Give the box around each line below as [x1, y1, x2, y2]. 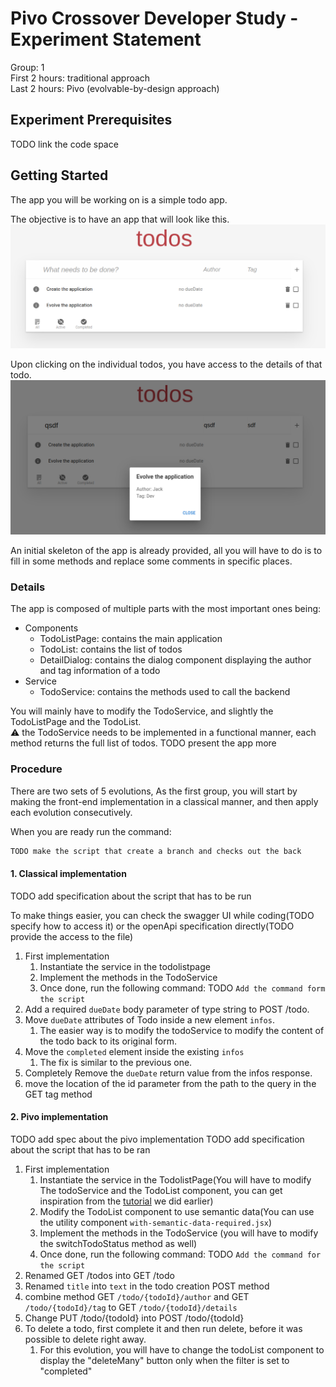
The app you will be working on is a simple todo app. [10, 193, 228, 206]
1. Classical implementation [10, 868, 127, 880]
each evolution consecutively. [10, 806, 133, 818]
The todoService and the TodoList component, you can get [39, 1184, 283, 1196]
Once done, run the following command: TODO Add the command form [39, 982, 326, 994]
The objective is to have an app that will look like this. [10, 213, 230, 225]
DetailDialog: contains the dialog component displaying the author [39, 654, 312, 666]
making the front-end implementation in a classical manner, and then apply [10, 795, 319, 807]
